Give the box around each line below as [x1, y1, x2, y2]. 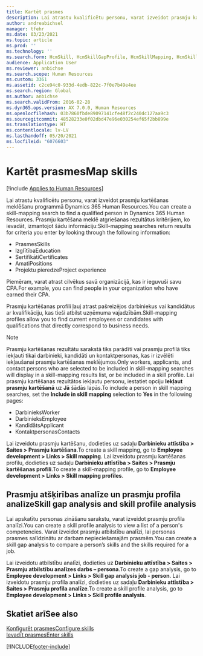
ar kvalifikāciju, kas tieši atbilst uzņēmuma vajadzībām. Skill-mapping [6, 309, 177, 316]
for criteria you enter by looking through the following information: [6, 229, 171, 236]
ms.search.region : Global [6, 88, 71, 94]
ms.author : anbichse [6, 93, 59, 99]
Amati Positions [14, 259, 53, 267]
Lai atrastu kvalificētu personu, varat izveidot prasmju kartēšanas [6, 196, 169, 204]
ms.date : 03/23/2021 [6, 32, 59, 38]
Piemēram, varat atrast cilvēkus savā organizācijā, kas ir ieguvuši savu [6, 278, 182, 285]
